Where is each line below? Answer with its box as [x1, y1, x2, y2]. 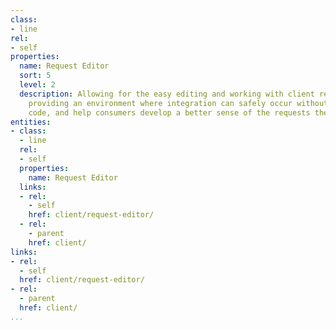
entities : [10, 117, 52, 127]
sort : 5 [19, 71, 52, 81]
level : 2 [19, 80, 56, 90]
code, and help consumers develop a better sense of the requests [28, 107, 311, 118]
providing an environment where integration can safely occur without [28, 98, 329, 108]
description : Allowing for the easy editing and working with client [19, 89, 315, 99]
